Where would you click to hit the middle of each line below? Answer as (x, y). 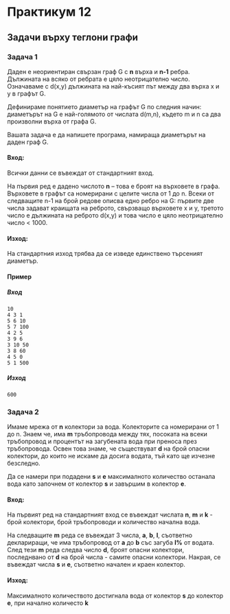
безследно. (24, 463)
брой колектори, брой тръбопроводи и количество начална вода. (104, 522)
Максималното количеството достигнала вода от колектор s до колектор (115, 595)
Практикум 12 (49, 12)
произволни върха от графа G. (52, 121)
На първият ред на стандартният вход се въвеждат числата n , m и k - (110, 515)
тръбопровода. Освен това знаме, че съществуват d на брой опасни (108, 449)
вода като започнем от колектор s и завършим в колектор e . (97, 484)
